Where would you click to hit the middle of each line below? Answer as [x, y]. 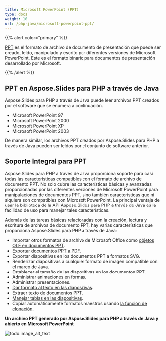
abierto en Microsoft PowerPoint [39, 324]
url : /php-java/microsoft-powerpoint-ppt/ [50, 24]
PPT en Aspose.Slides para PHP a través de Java [82, 88]
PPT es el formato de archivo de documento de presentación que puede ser [83, 47]
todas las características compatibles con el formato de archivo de [73, 179]
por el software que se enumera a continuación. [54, 106]
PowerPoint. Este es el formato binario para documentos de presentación [80, 58]
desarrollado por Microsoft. [33, 63]
